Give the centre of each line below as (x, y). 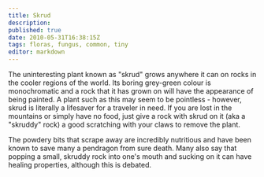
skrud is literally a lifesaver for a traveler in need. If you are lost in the (120, 108)
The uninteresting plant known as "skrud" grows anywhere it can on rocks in (132, 74)
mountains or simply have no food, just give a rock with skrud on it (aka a (127, 116)
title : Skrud (30, 15)
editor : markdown (37, 52)
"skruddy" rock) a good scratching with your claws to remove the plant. (124, 124)
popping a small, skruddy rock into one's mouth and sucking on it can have (130, 157)
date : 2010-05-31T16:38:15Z (54, 37)
